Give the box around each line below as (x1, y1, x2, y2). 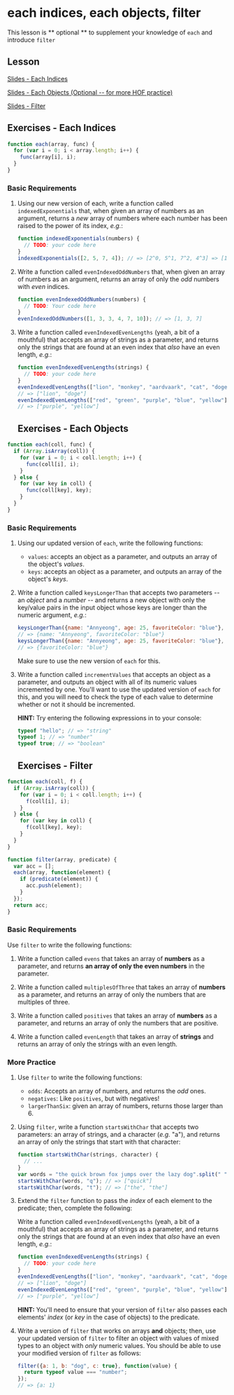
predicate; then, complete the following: (17, 1204, 133, 1213)
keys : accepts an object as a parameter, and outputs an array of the (27, 567, 222, 576)
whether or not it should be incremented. (17, 700, 136, 708)
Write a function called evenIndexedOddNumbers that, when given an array (17, 267, 225, 276)
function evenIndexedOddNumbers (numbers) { (17, 296, 147, 303)
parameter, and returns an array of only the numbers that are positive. (17, 1018, 219, 1027)
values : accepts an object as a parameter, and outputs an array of (27, 553, 218, 561)
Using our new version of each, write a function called (17, 199, 173, 208)
